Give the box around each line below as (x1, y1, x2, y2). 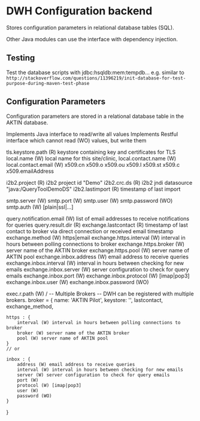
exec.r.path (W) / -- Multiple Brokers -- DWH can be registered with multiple (6, 290, 194, 297)
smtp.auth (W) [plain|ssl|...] (6, 203, 74, 210)
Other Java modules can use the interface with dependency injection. (6, 35, 178, 42)
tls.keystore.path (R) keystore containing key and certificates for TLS (6, 148, 176, 155)
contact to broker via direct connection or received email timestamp (6, 227, 174, 234)
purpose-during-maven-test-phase (6, 80, 90, 86)
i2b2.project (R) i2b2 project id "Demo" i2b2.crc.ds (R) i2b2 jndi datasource (6, 179, 193, 186)
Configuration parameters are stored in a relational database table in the (6, 112, 184, 120)
